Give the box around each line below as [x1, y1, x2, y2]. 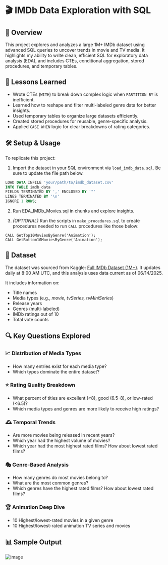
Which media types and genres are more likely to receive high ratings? [12, 405, 159, 411]
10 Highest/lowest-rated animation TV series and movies [12, 522, 130, 529]
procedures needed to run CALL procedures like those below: [12, 223, 139, 229]
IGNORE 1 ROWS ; [5, 199, 37, 204]
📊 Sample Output [5, 538, 62, 547]
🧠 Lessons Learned [5, 78, 67, 87]
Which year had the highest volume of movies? [12, 437, 110, 444]
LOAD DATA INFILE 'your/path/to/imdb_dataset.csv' [5, 180, 114, 185]
